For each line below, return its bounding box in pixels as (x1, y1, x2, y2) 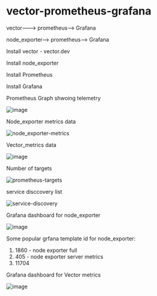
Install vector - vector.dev (6, 47, 71, 55)
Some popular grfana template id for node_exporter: (6, 234, 136, 242)
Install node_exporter (6, 59, 59, 66)
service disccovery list (6, 188, 62, 195)
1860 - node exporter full (14, 246, 77, 254)
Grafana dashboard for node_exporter (6, 211, 101, 219)
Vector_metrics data (6, 141, 57, 149)
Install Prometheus (6, 71, 53, 78)
